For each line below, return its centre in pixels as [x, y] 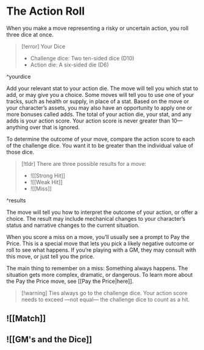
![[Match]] [26, 319]
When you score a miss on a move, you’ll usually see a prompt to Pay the [98, 237]
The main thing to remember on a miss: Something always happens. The [97, 268]
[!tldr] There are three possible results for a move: [84, 163]
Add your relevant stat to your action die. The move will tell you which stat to [102, 88]
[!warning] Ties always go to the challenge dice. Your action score [104, 293]
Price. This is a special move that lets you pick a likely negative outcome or [100, 243]
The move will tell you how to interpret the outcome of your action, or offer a [102, 212]
